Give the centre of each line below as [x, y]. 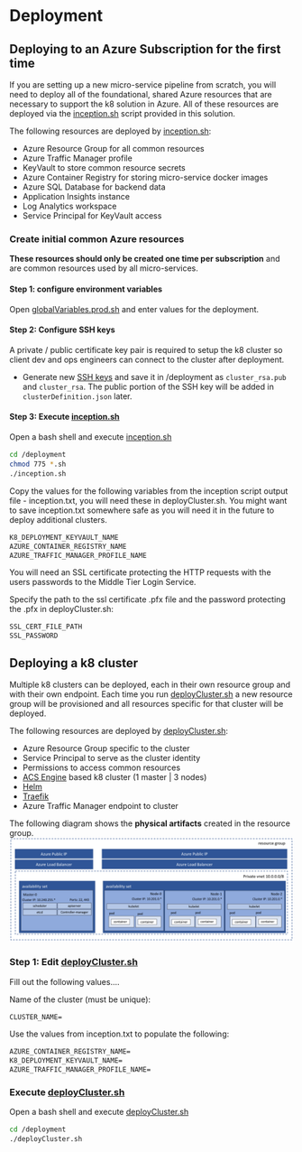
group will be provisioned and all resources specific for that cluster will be [146, 704]
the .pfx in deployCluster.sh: [62, 609]
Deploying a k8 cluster [74, 663]
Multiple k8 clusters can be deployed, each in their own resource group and [150, 685]
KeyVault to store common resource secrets [104, 167]
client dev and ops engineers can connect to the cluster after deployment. [147, 359]
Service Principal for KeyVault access [92, 216]
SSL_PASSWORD [34, 636]
